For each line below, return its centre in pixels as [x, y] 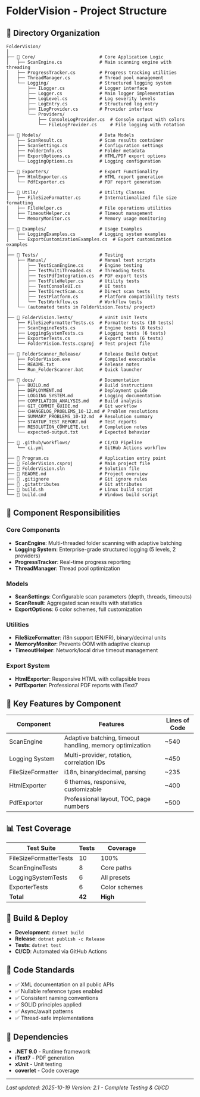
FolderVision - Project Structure [87, 11]
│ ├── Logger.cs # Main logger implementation [90, 94]
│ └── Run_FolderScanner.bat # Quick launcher [74, 370]
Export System [28, 666]
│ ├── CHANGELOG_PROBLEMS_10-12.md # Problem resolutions [82, 412]
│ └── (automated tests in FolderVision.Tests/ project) [81, 307]
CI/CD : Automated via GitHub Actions [61, 952]
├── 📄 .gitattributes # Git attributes [74, 484]
